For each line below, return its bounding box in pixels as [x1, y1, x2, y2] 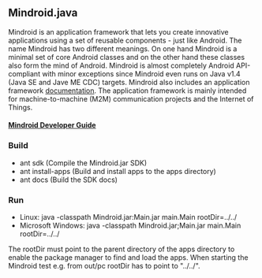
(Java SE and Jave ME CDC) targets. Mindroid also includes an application [8, 77, 250, 87]
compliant [8, 69, 41, 78]
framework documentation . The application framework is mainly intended [8, 86, 247, 95]
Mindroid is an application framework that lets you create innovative [8, 27, 229, 36]
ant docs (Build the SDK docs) [19, 175, 118, 184]
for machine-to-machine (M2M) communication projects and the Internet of [8, 94, 254, 103]
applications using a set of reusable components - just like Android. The [8, 35, 242, 45]
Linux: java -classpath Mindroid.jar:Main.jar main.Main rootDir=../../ [19, 213, 238, 221]
